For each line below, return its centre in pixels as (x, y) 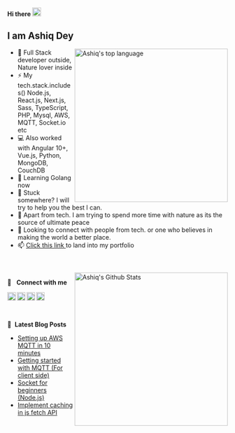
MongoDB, (33, 163)
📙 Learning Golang (44, 178)
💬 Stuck (29, 193)
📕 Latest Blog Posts (37, 324)
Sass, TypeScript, (43, 108)
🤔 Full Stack (34, 53)
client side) (33, 376)
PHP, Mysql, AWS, (44, 115)
